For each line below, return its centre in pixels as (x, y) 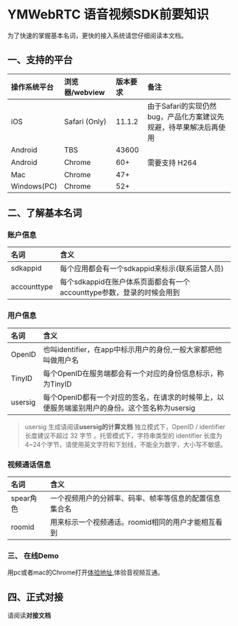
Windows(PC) (34, 186)
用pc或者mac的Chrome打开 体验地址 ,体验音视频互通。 (86, 573)
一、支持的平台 (40, 60)
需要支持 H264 (172, 162)
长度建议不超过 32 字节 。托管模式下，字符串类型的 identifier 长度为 (124, 436)
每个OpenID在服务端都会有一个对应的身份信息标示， (130, 373)
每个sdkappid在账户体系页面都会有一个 (125, 282)
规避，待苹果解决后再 (183, 127)
